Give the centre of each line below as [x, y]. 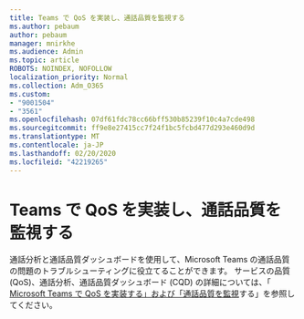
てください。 [33, 305]
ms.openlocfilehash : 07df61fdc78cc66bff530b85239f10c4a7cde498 [132, 119]
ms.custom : [30, 94]
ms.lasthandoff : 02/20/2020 [63, 153]
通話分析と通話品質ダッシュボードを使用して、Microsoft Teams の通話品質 [150, 260]
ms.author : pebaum [44, 26]
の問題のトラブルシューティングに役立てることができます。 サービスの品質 [150, 271]
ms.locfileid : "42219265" [58, 162]
